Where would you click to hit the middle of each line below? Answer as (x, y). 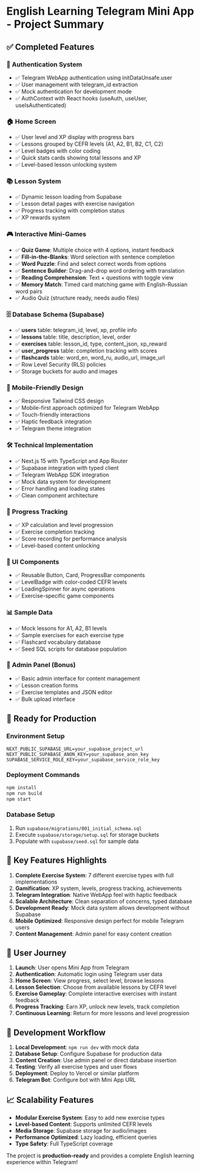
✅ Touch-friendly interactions (53, 415)
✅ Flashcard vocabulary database (58, 642)
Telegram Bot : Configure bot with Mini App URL (76, 1080)
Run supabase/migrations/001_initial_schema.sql (78, 828)
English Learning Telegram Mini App (100, 11)
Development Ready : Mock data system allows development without (102, 907)
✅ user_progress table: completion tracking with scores (86, 351)
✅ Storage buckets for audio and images (66, 371)
